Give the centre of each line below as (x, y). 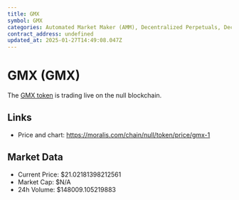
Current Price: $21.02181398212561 (69, 174)
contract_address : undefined (51, 34)
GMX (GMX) (44, 76)
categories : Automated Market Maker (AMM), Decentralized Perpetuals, (114, 27)
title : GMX (23, 14)
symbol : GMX (25, 21)
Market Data (35, 157)
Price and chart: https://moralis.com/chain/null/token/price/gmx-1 (114, 135)
